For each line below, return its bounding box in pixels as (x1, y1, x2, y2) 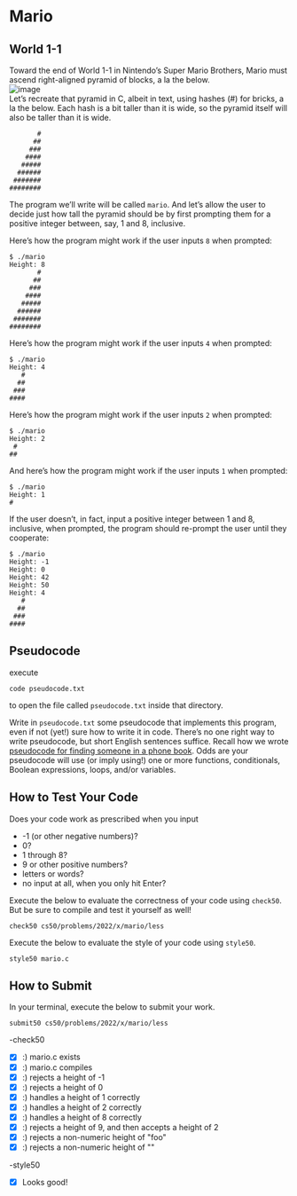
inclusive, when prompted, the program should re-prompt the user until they (9, 523, 287, 533)
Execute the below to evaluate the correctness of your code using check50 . (9, 894, 282, 906)
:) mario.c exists (21, 1051, 82, 1062)
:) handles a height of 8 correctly (21, 1112, 142, 1122)
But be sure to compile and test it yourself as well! (9, 904, 192, 915)
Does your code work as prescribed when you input (9, 814, 199, 824)
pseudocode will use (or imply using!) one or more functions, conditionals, (9, 754, 281, 765)
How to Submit (9, 979, 93, 994)
